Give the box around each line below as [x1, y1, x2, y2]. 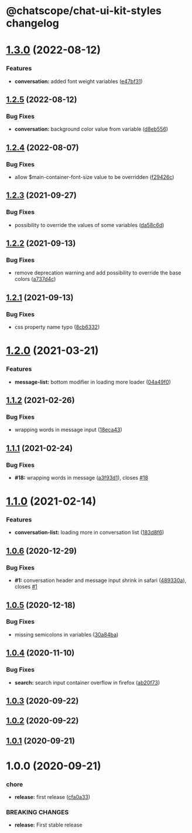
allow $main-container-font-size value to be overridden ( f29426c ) [14, 174, 174, 181]
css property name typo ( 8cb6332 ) [14, 324, 100, 331]
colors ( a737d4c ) [14, 276, 56, 283]
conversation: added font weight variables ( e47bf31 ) [14, 77, 143, 84]
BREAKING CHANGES [6, 808, 69, 817]
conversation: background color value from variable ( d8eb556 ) [14, 126, 169, 133]
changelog [6, 16, 60, 30]
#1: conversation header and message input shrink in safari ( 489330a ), [14, 577, 187, 584]
